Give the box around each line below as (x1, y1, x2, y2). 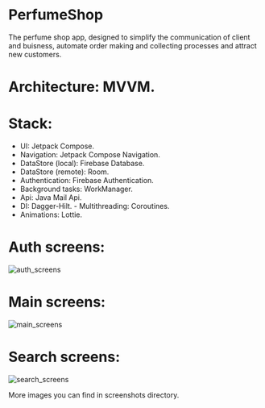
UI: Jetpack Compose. (19, 141, 95, 151)
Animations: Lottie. (19, 210, 83, 219)
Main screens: (8, 293, 106, 311)
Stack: (8, 114, 53, 133)
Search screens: (8, 348, 121, 366)
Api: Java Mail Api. (19, 193, 82, 202)
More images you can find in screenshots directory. (8, 389, 180, 400)
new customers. (8, 49, 62, 59)
